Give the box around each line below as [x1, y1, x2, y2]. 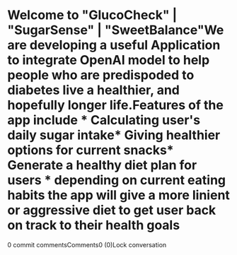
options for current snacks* [7, 142, 174, 158]
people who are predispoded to [7, 67, 195, 83]
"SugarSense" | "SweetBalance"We [7, 22, 224, 38]
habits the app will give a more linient [7, 187, 230, 203]
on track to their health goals [7, 218, 180, 233]
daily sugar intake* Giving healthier [7, 127, 221, 143]
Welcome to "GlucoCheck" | [7, 7, 178, 23]
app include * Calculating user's [7, 112, 200, 129]
